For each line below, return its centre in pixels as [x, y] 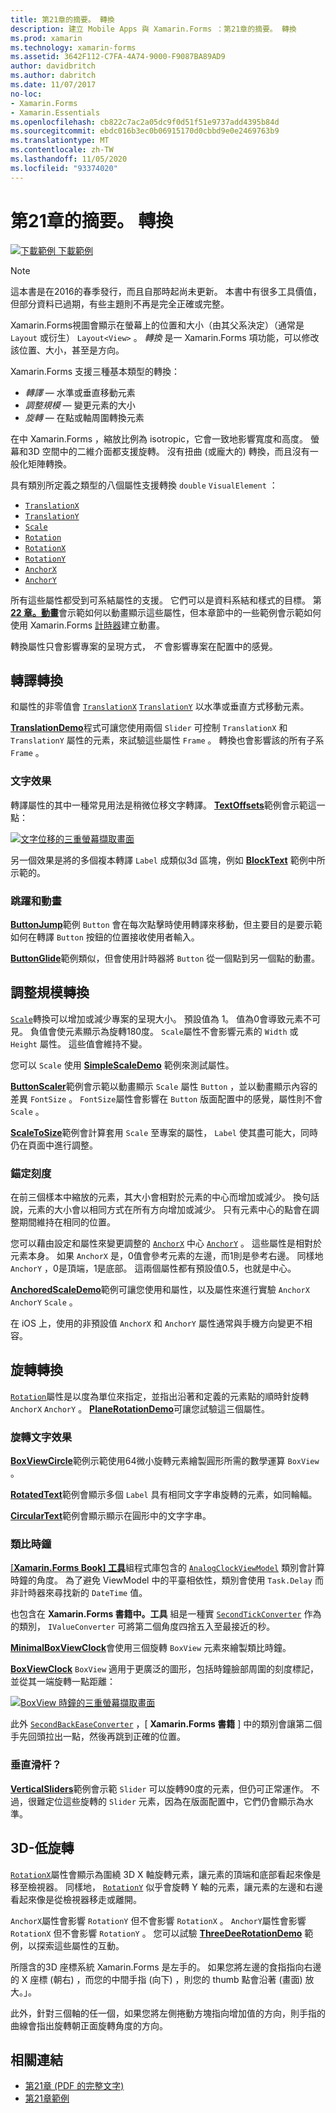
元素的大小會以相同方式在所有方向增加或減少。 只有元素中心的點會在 [169, 1210]
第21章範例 [47, 2098]
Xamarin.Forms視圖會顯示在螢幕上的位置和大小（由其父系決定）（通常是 [157, 325]
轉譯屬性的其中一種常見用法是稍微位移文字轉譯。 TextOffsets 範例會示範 [159, 805]
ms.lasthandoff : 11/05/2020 [69, 159]
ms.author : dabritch [53, 76]
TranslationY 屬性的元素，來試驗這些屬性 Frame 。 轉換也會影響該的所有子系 [167, 740]
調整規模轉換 [50, 992]
